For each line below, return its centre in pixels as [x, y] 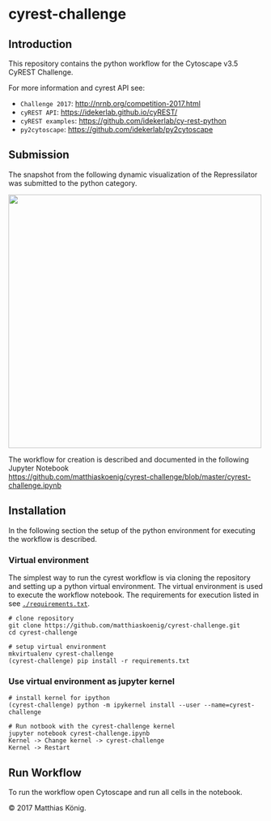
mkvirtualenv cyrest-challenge [61, 654]
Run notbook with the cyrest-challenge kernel [95, 727]
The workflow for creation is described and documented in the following [129, 459]
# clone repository [41, 618]
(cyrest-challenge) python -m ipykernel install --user [104, 705]
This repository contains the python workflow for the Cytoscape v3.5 [123, 63]
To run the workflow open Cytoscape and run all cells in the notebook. [125, 793]
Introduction [40, 44]
